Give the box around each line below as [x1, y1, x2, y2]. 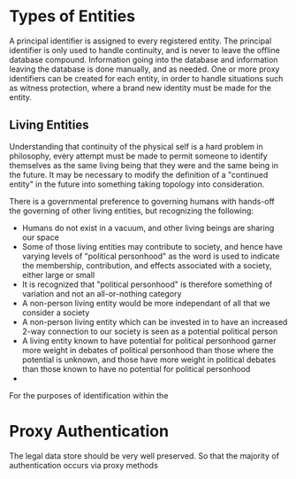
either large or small [21, 269, 95, 280]
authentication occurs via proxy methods [9, 460, 159, 470]
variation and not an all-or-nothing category [21, 288, 182, 298]
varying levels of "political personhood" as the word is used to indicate [21, 251, 280, 261]
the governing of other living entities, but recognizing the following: [9, 205, 254, 216]
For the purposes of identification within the [9, 390, 169, 400]
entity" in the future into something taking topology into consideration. [9, 179, 265, 189]
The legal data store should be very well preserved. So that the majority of [9, 450, 280, 461]
